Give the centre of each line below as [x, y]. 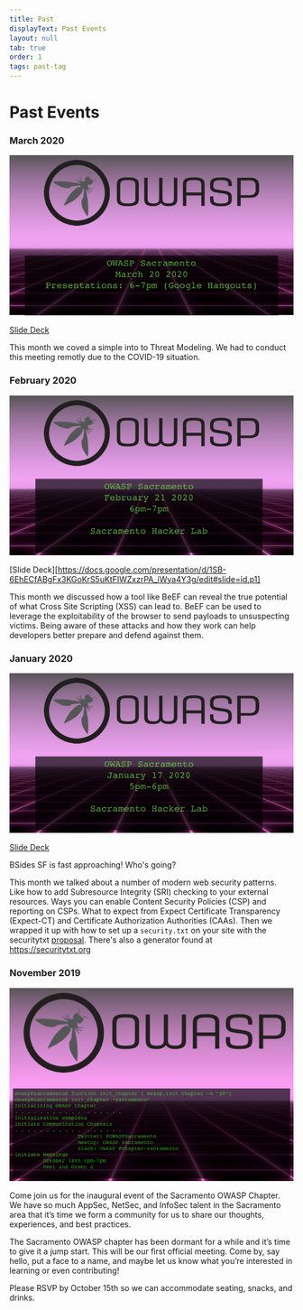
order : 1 [26, 57]
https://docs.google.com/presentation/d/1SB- [142, 570]
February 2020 [43, 381]
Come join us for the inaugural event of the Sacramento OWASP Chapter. [145, 1195]
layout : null [34, 38]
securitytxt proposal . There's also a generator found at [111, 940]
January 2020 [41, 658]
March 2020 [37, 141]
